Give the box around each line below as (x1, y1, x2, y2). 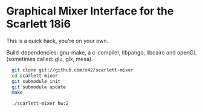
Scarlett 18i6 (6, 17, 71, 31)
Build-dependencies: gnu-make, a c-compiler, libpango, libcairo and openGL (6, 48, 197, 56)
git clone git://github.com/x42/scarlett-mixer (11, 67, 134, 73)
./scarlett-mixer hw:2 (11, 100, 69, 107)
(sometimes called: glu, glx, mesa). (6, 55, 94, 62)
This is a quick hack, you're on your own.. (6, 37, 110, 44)
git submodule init (11, 78, 61, 84)
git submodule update (11, 84, 66, 90)
